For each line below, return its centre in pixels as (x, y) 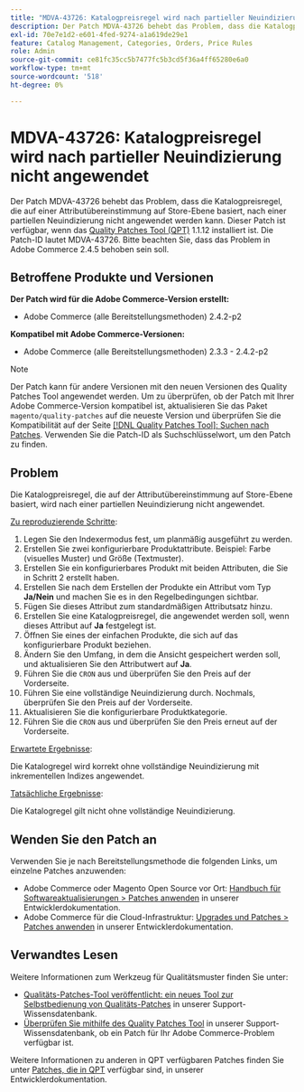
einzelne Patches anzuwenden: (69, 871)
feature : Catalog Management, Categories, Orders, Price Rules (132, 43)
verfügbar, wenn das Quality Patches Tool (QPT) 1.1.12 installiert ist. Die (142, 230)
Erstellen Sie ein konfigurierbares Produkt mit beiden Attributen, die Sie (156, 568)
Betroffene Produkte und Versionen (112, 277)
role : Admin (32, 52)
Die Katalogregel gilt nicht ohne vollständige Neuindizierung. (123, 811)
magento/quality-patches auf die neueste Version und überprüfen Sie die (146, 416)
